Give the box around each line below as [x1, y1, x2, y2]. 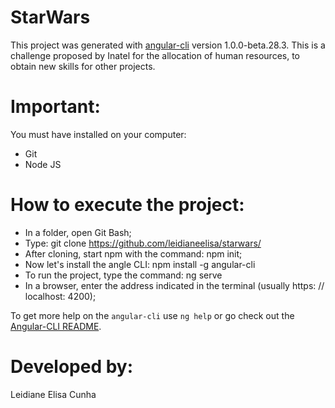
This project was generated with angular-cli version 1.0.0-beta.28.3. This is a [10, 39, 326, 51]
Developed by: [10, 356, 134, 378]
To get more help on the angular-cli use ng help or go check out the [10, 309, 295, 321]
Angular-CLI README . [10, 320, 102, 332]
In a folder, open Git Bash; [24, 226, 132, 238]
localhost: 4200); [24, 290, 97, 302]
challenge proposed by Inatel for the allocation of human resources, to [10, 49, 301, 61]
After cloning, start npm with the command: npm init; [24, 247, 243, 260]
